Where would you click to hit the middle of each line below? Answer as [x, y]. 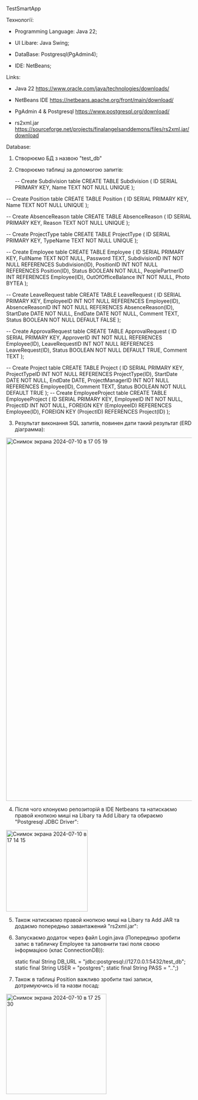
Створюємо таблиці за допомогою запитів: [69, 170]
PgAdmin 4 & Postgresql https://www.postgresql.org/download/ [92, 111]
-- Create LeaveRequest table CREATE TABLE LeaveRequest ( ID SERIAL [94, 295]
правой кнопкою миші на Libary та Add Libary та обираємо [89, 816]
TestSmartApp [24, 9]
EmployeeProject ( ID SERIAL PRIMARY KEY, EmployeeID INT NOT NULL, [95, 399]
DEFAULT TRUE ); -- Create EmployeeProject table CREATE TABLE [86, 393]
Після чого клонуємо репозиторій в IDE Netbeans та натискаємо [96, 809]
